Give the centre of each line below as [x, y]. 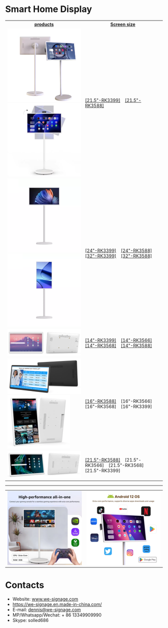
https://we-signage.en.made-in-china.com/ [57, 604]
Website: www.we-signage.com [45, 599]
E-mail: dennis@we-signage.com [46, 609]
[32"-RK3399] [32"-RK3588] [118, 255]
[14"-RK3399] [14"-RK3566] [118, 340]
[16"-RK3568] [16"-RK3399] [118, 406]
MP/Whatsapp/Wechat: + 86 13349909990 [57, 615]
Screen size [123, 24]
